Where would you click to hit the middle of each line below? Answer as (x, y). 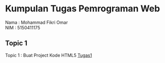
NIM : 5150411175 (23, 27)
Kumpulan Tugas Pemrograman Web (83, 9)
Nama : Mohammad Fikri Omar (37, 22)
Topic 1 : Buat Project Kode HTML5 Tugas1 (49, 55)
